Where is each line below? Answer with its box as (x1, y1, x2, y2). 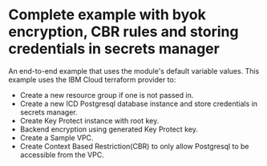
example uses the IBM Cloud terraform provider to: (8, 75, 176, 84)
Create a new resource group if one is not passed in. (19, 90, 194, 99)
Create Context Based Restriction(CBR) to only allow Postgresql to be (19, 141, 249, 151)
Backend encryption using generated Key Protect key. (19, 124, 198, 134)
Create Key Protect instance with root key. (19, 115, 160, 125)
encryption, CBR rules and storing (8, 22, 239, 41)
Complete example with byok (8, 6, 206, 24)
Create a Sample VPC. (19, 132, 94, 142)
